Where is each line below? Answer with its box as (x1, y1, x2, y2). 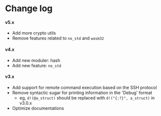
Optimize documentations (12, 105, 64, 111)
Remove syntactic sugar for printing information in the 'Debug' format (12, 90, 152, 96)
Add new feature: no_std (12, 62, 62, 68)
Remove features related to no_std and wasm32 (12, 35, 104, 41)
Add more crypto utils (12, 30, 56, 36)
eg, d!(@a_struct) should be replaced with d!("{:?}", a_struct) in (19, 95, 155, 100)
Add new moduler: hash (12, 57, 60, 63)
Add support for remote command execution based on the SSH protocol (12, 84, 157, 90)
